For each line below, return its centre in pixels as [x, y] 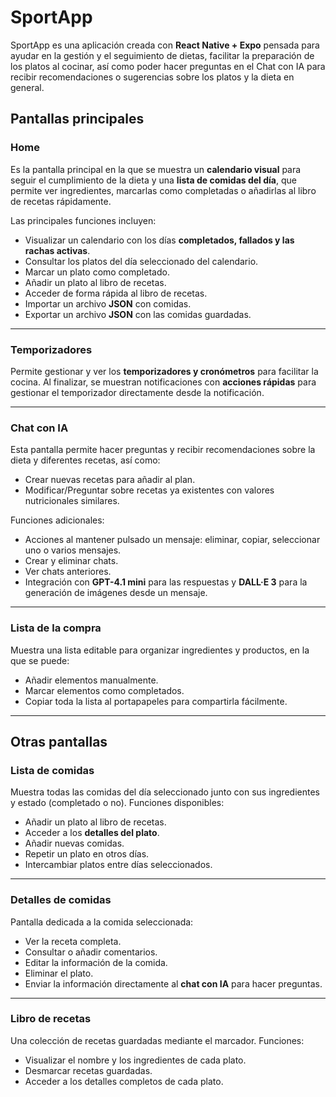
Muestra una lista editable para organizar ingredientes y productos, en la [160, 650]
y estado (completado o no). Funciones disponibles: [117, 803]
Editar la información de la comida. [96, 962]
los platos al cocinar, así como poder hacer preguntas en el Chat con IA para [168, 66]
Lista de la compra [56, 628]
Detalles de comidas [61, 900]
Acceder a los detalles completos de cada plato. [124, 1081]
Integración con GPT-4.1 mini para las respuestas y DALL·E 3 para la [166, 582]
